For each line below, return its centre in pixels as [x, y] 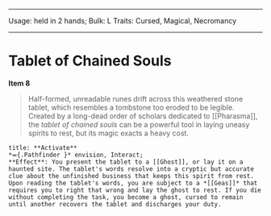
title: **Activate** [43, 147]
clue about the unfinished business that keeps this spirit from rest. [131, 176]
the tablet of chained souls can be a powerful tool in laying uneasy [139, 124]
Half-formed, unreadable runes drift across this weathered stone [135, 98]
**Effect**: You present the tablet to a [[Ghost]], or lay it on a [126, 162]
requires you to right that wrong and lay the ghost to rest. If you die [135, 190]
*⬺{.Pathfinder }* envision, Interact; [76, 155]
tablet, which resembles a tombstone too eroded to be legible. [131, 107]
